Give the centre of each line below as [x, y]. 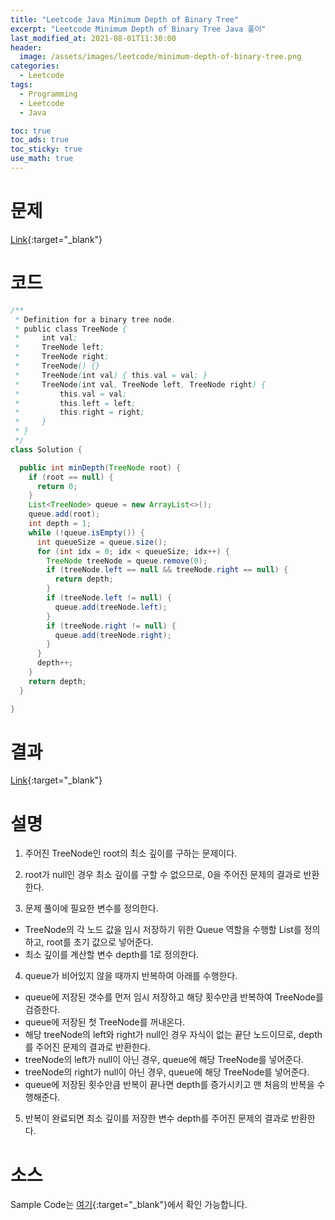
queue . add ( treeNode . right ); [113, 635]
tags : [21, 85]
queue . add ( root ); [64, 514]
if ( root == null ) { [71, 477]
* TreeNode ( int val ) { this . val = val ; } [111, 375]
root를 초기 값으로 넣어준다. [100, 942]
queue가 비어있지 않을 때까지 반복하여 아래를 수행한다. [131, 976]
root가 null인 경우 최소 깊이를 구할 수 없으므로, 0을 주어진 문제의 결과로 [163, 875]
